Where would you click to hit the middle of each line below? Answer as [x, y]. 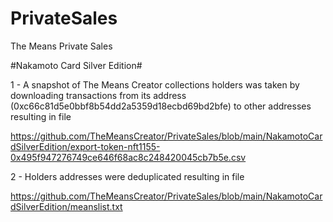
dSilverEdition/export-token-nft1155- [85, 146]
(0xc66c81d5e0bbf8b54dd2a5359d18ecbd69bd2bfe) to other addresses [161, 106]
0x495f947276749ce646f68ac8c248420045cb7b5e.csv [128, 157]
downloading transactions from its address [98, 95]
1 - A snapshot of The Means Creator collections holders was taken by [155, 84]
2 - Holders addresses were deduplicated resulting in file [127, 176]
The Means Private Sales [61, 46]
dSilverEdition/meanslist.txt [66, 206]
